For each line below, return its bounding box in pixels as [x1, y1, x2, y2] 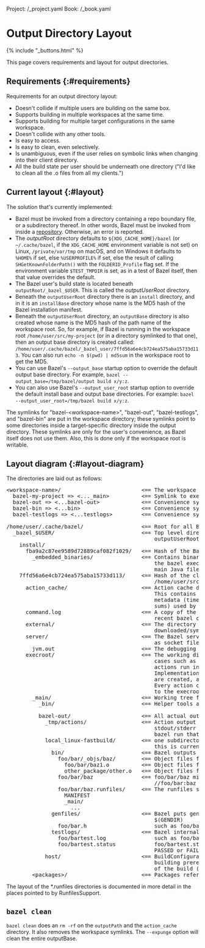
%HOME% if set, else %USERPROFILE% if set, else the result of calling [15, 253, 174, 261]
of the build [154, 866, 193, 872]
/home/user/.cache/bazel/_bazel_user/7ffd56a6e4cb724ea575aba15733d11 [15, 346, 199, 352]
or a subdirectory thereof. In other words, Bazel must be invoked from [15, 221, 191, 228]
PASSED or [154, 847, 184, 854]
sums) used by [154, 603, 196, 610]
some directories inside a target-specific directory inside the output [6, 421, 176, 429]
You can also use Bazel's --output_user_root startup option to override [15, 384, 195, 391]
